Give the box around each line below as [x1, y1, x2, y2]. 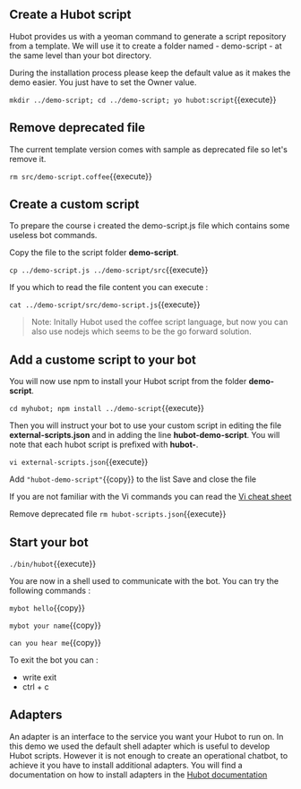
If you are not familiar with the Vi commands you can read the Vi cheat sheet [9, 492, 292, 502]
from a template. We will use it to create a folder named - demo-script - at [9, 40, 282, 51]
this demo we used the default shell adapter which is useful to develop [9, 741, 271, 751]
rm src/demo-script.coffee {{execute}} [9, 170, 152, 182]
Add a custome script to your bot [9, 352, 197, 367]
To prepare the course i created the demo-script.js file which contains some [9, 220, 290, 231]
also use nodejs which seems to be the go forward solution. [30, 326, 253, 337]
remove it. [9, 153, 47, 164]
